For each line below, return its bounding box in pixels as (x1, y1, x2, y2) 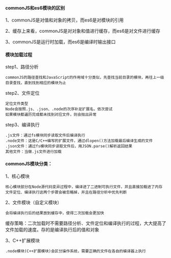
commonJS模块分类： (5, 161, 53, 166)
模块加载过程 (5, 51, 32, 57)
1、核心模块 (5, 173, 30, 179)
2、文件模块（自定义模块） (5, 199, 62, 205)
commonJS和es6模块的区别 (5, 5, 65, 11)
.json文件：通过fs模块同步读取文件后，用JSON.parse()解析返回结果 (5, 144, 133, 149)
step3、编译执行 (5, 122, 40, 128)
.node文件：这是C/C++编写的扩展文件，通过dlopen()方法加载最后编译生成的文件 (5, 138, 153, 143)
